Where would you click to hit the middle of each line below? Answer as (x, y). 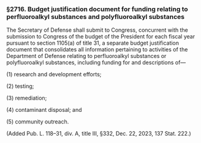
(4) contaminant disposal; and (44, 110)
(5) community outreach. (38, 122)
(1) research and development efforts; (54, 75)
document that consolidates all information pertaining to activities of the (97, 50)
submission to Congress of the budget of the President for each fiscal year (100, 37)
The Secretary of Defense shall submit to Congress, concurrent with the (97, 30)
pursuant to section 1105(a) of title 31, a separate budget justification (93, 43)
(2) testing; (20, 86)
